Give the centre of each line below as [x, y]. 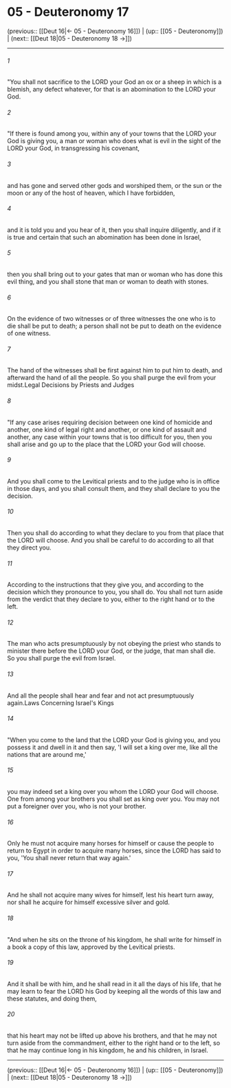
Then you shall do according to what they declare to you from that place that [115, 533]
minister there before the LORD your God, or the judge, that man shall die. [111, 651]
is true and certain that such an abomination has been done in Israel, [104, 237]
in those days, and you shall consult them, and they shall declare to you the [114, 488]
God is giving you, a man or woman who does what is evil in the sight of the [114, 141]
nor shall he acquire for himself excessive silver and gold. [89, 902]
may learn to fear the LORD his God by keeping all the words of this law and [114, 991]
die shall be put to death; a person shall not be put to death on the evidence [114, 326]
